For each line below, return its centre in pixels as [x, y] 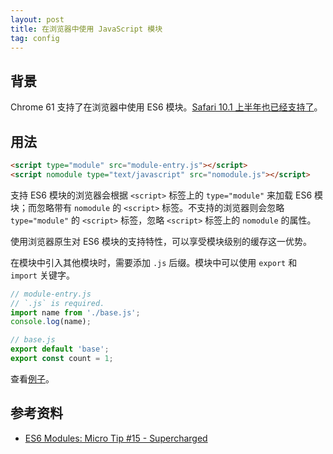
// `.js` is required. [57, 303]
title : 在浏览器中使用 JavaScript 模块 [86, 29]
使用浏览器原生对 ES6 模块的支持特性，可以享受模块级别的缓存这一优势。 [161, 241]
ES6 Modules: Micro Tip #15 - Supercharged [116, 438]
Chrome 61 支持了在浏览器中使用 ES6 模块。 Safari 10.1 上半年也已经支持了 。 [166, 107]
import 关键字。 [42, 275]
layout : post [37, 19]
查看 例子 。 [32, 378]
